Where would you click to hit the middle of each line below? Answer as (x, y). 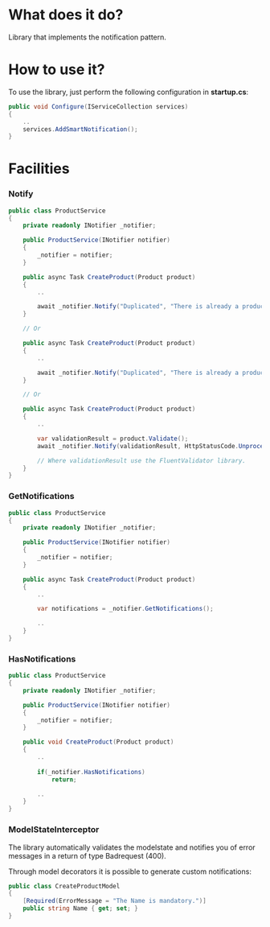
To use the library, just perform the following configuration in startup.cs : (129, 92)
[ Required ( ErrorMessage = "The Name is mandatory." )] (115, 901)
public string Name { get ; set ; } (80, 908)
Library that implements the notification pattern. (88, 37)
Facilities (39, 169)
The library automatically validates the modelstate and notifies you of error (132, 847)
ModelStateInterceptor (54, 830)
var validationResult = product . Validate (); (113, 439)
